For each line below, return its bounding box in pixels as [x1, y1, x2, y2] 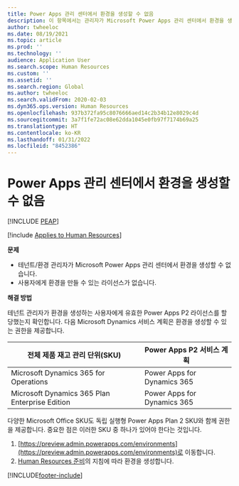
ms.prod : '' [7, 43, 43, 50]
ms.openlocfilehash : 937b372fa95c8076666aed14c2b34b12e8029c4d [7, 109, 199, 117]
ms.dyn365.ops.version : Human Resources [7, 103, 129, 110]
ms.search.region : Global [7, 83, 84, 90]
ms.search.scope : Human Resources [7, 63, 110, 70]
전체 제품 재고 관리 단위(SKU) [27, 350, 122, 360]
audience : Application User [7, 57, 91, 64]
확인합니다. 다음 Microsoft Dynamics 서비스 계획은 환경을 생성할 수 [31, 318, 220, 326]
